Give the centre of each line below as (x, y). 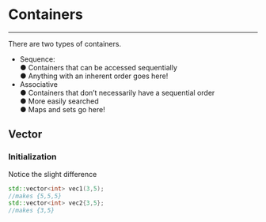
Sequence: (37, 59)
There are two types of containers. (65, 43)
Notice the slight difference (53, 174)
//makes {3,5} (32, 211)
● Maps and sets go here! (62, 109)
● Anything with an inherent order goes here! (94, 76)
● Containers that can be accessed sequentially (99, 67)
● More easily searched (59, 101)
